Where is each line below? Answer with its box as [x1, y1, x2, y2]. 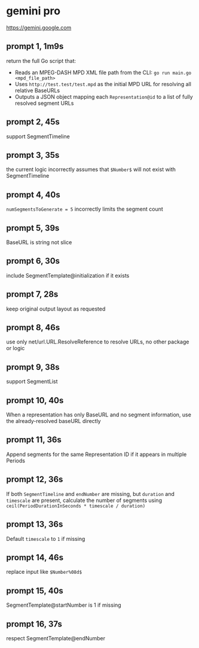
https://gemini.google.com [6, 24, 72, 31]
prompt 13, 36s [6, 519, 63, 530]
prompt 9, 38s [6, 362, 60, 372]
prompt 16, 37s [6, 619, 63, 629]
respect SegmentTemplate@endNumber [6, 634, 106, 641]
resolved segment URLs [14, 99, 74, 107]
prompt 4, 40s [6, 190, 61, 200]
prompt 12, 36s [6, 474, 63, 485]
